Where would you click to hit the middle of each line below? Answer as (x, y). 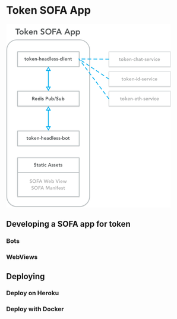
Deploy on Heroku (33, 293)
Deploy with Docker (35, 309)
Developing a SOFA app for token (68, 224)
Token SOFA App (48, 10)
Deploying (26, 276)
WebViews (22, 257)
